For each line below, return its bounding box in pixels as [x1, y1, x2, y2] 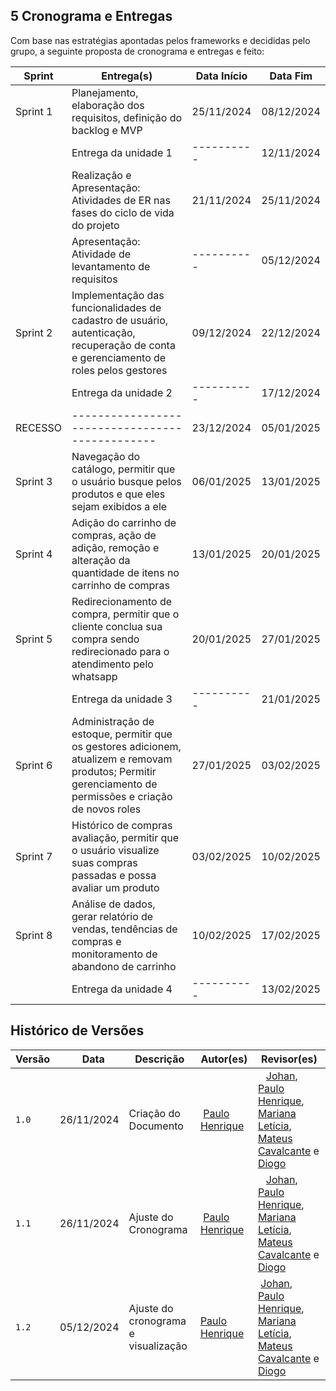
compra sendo [71, 632, 140, 646]
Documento [128, 1119, 184, 1133]
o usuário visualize [71, 843, 160, 857]
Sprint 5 [15, 632, 53, 646]
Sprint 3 [15, 474, 53, 488]
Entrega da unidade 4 [71, 982, 173, 996]
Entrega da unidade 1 [71, 145, 173, 159]
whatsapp [71, 669, 118, 683]
